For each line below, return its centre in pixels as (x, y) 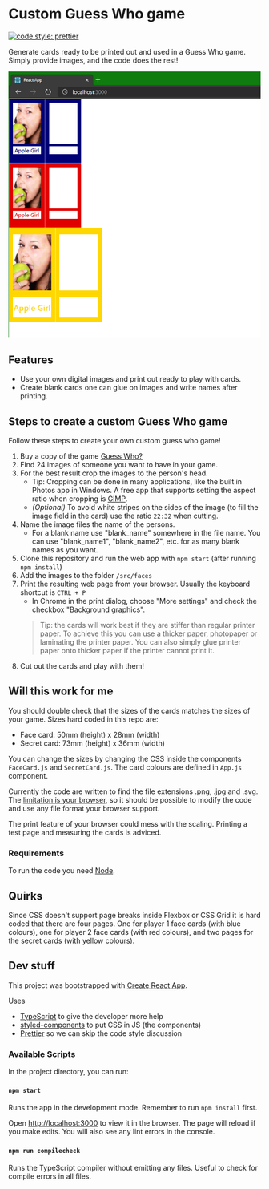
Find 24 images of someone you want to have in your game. (119, 465)
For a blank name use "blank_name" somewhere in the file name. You (146, 533)
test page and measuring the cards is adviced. (85, 832)
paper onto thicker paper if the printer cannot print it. (127, 651)
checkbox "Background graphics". (88, 609)
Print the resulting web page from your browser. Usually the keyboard (135, 584)
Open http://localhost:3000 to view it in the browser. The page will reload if (132, 1123)
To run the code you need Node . (62, 871)
